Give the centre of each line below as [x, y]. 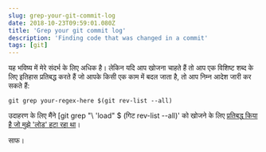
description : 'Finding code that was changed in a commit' [108, 38]
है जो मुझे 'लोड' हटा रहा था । [45, 125]
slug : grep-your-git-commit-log [62, 16]
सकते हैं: [19, 86]
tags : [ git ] [28, 45]
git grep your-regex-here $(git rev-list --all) [90, 101]
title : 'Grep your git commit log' [67, 30]
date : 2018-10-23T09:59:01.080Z [62, 23]
